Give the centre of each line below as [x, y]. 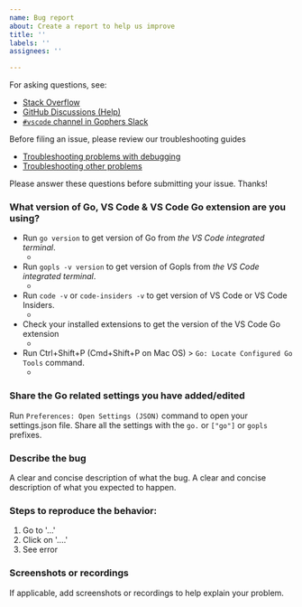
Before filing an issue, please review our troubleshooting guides [128, 139]
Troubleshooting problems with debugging [101, 157]
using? [25, 219]
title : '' [28, 34]
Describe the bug [48, 458]
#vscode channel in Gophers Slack [85, 122]
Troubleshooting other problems [82, 166]
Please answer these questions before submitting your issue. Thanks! [138, 184]
